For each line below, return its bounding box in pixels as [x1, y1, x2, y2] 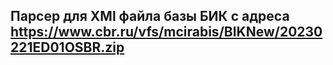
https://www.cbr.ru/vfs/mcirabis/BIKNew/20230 [10, 24, 323, 41]
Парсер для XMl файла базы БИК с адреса [10, 8, 290, 25]
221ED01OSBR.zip [10, 39, 125, 56]
